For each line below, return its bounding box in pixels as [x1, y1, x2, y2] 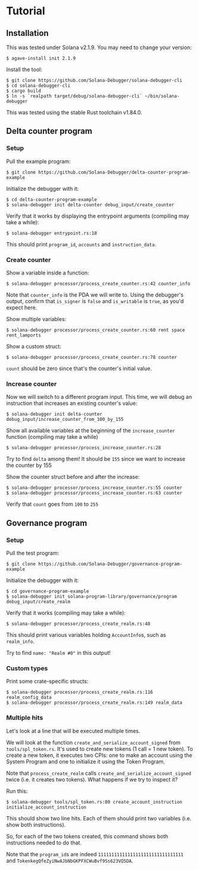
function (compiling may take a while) [6, 434, 98, 441]
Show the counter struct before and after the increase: [6, 474, 140, 481]
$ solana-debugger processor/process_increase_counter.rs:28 [6, 445, 161, 451]
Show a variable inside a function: [6, 269, 89, 276]
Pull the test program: [6, 549, 60, 557]
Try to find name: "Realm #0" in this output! [6, 649, 111, 656]
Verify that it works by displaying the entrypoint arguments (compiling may [6, 212, 189, 219]
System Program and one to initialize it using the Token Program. [6, 758, 166, 765]
